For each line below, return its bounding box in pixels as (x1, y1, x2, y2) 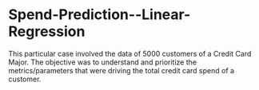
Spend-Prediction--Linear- (8, 6, 191, 24)
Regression (8, 22, 86, 41)
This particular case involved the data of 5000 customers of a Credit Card (8, 49, 252, 58)
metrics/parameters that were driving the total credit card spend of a (8, 65, 234, 75)
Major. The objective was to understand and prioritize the (8, 57, 197, 67)
